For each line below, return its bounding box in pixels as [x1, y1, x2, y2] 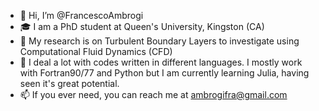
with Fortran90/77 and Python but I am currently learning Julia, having [19, 67, 310, 79]
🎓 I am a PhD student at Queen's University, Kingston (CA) [19, 21, 265, 32]
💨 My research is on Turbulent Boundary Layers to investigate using [19, 35, 300, 47]
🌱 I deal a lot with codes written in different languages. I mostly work [19, 56, 303, 68]
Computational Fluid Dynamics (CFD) [19, 46, 173, 57]
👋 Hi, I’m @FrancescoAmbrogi [19, 10, 144, 21]
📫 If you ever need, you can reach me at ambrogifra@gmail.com [19, 89, 288, 100]
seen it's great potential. [19, 78, 120, 89]
